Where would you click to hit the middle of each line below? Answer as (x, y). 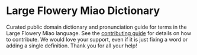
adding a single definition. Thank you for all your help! (72, 46)
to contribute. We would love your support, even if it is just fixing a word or (97, 39)
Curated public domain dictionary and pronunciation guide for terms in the (97, 27)
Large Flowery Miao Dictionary (83, 11)
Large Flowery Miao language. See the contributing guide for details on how (99, 33)
